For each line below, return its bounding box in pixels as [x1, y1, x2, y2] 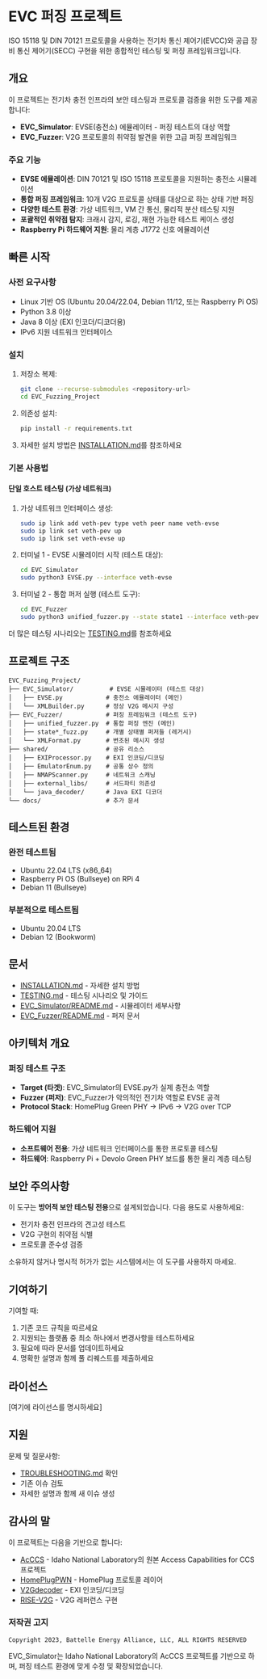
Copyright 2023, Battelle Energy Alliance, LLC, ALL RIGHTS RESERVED [8, 1635, 248, 1644]
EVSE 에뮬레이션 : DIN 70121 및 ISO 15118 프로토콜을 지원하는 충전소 [19, 175, 236, 184]
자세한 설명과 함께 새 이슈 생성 [19, 1488, 115, 1498]
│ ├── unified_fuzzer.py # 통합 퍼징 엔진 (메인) [8, 719, 176, 727]
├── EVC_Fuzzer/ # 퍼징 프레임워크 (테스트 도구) [8, 710, 198, 719]
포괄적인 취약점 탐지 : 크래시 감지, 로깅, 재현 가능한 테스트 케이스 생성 [19, 215, 235, 225]
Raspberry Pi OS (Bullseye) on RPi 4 [19, 874, 140, 884]
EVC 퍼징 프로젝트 [8, 7, 123, 26]
